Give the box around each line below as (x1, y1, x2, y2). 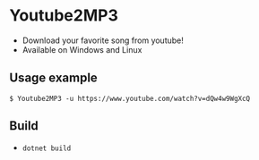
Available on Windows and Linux (22, 44, 142, 55)
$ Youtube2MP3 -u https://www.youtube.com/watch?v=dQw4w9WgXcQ (9, 94, 251, 103)
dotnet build (22, 144, 72, 153)
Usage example (9, 71, 99, 86)
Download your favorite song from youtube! (22, 35, 184, 46)
